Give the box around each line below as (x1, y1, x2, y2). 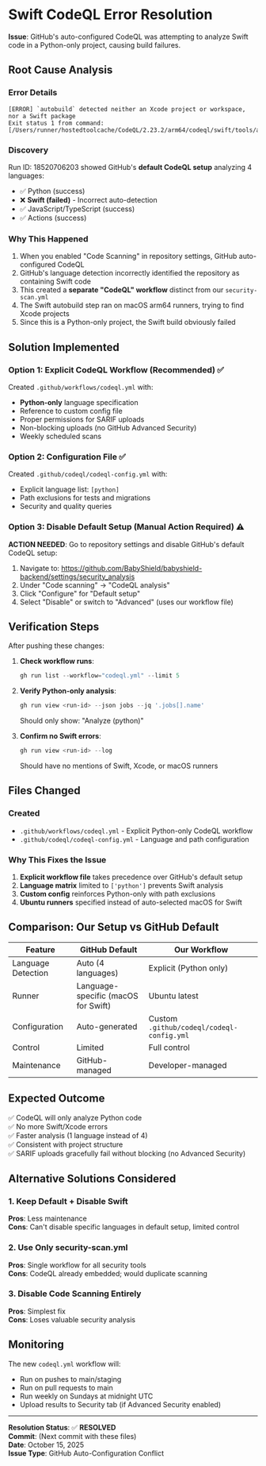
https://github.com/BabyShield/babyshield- (61, 563, 203, 573)
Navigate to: (19, 563, 60, 573)
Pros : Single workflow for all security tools (8, 1260, 146, 1270)
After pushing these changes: (8, 641, 104, 650)
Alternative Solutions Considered (8, 1171, 177, 1185)
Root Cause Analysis (8, 64, 113, 77)
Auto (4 (76, 957, 104, 968)
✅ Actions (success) (19, 213, 87, 222)
